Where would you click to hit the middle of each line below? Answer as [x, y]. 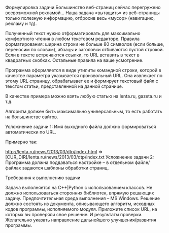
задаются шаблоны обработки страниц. [65, 168]
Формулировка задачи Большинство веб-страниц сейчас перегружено [83, 7]
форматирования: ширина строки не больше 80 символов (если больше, [85, 44]
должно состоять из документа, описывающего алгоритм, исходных [80, 204]
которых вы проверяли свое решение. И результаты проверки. [74, 214]
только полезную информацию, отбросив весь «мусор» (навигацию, [80, 18]
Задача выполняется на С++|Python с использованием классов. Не [79, 188]
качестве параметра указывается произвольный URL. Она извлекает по [84, 75]
